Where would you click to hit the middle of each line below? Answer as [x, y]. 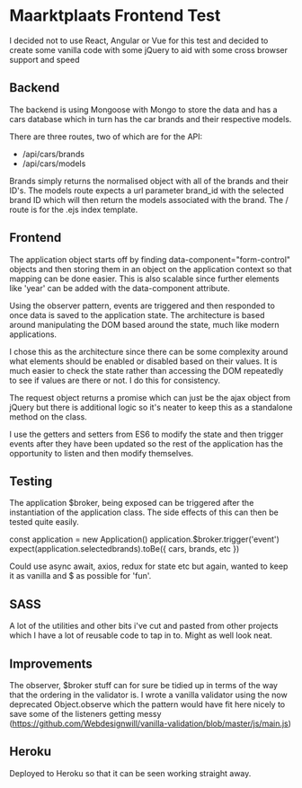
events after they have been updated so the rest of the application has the [146, 443]
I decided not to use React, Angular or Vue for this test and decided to [139, 40]
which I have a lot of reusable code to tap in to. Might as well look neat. [141, 635]
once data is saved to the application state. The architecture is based [137, 314]
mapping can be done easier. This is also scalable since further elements [145, 279]
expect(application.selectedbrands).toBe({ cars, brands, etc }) [124, 549]
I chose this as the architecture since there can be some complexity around [149, 351]
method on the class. [48, 416]
